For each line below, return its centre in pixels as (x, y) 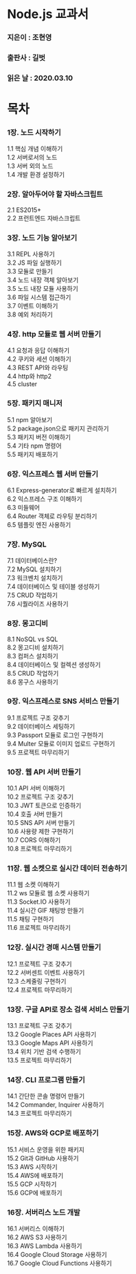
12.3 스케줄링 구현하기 (37, 981)
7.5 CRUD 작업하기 (33, 596)
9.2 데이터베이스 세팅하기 (41, 726)
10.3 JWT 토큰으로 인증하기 (44, 806)
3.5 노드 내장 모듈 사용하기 (43, 289)
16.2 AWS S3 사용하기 (37, 1237)
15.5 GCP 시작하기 (32, 1184)
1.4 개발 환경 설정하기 (36, 175)
